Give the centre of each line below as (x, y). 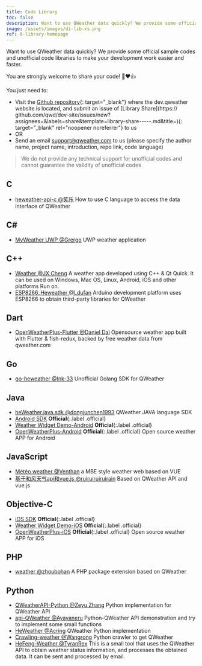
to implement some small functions (58, 624)
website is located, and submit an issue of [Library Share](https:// (96, 109)
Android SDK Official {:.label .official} (60, 418)
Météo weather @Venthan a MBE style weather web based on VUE (98, 471)
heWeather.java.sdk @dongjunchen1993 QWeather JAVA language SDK (103, 412)
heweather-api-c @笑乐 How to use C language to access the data (97, 199)
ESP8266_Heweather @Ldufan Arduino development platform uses (98, 292)
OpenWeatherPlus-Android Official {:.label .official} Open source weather (105, 431)
